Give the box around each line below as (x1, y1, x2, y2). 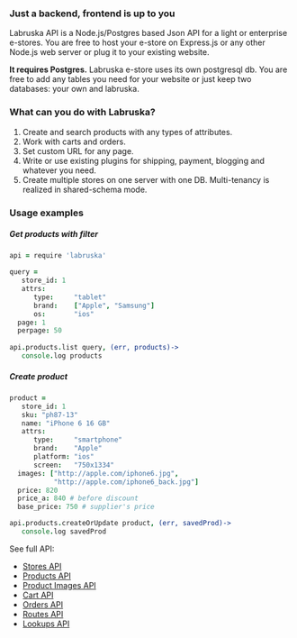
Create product (9, 370, 68, 381)
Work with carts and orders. (22, 136, 126, 147)
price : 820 (17, 486, 58, 495)
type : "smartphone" (32, 435, 123, 444)
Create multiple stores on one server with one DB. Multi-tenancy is (22, 174, 270, 185)
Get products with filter (9, 229, 99, 240)
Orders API (22, 598, 64, 610)
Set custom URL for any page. (22, 145, 134, 156)
